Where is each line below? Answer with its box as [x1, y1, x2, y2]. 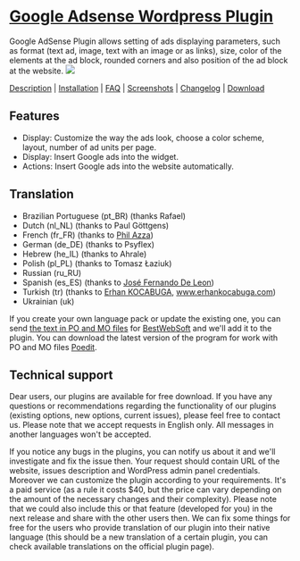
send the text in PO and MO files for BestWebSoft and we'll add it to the [9, 322, 272, 333]
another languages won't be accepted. [9, 429, 152, 440]
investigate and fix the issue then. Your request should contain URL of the [9, 456, 280, 466]
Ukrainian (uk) [21, 296, 75, 306]
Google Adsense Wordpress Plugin [9, 6, 274, 27]
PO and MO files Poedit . [9, 341, 97, 352]
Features [9, 109, 60, 124]
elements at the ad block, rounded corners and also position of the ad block [9, 54, 288, 65]
